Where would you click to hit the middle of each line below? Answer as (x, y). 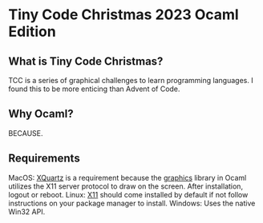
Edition (32, 32)
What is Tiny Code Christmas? (86, 61)
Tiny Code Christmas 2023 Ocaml (123, 15)
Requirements (44, 159)
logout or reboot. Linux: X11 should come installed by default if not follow (128, 194)
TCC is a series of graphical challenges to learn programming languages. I (131, 80)
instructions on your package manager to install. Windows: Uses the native (132, 203)
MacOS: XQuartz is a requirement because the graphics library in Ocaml (127, 177)
